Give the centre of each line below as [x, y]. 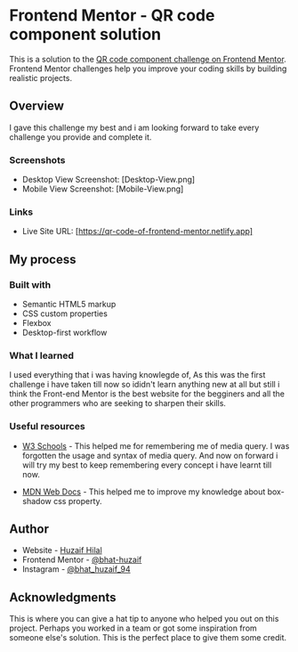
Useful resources [48, 427]
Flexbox [36, 323]
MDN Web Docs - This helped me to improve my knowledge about [144, 492]
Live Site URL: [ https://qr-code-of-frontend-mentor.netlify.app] [137, 232]
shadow [36, 501]
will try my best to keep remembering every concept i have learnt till [147, 465]
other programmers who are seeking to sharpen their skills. [118, 403]
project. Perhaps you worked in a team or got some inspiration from [133, 628]
